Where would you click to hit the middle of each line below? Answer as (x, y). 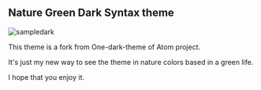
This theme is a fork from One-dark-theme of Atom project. (104, 47)
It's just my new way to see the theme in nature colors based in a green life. (131, 62)
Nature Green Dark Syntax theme (91, 13)
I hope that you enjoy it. (47, 77)
